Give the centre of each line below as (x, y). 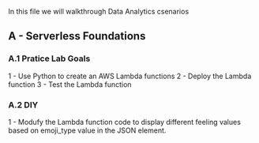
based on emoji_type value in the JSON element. (87, 130)
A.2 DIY (23, 104)
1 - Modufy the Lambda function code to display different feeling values (124, 122)
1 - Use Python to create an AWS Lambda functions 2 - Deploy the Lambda (130, 76)
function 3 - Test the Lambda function (70, 84)
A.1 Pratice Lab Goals (49, 58)
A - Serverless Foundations (77, 36)
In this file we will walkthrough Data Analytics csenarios (99, 11)
